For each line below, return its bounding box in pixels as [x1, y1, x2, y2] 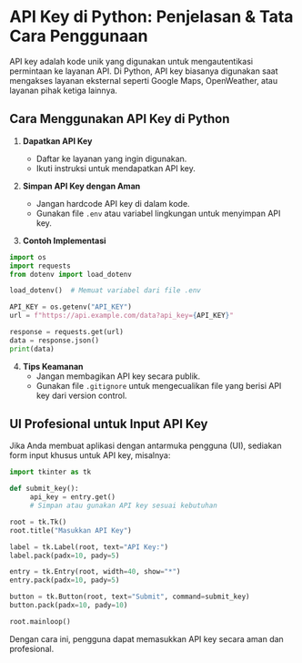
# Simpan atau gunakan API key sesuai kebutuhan [29, 501, 218, 511]
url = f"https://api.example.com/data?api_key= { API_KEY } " [9, 311, 234, 321]
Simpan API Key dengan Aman [22, 180, 141, 191]
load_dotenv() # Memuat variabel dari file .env [9, 286, 202, 295]
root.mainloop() [9, 617, 71, 626]
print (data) [9, 344, 55, 353]
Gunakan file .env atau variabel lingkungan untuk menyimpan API [35, 208, 281, 219]
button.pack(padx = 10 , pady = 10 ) [9, 601, 128, 610]
